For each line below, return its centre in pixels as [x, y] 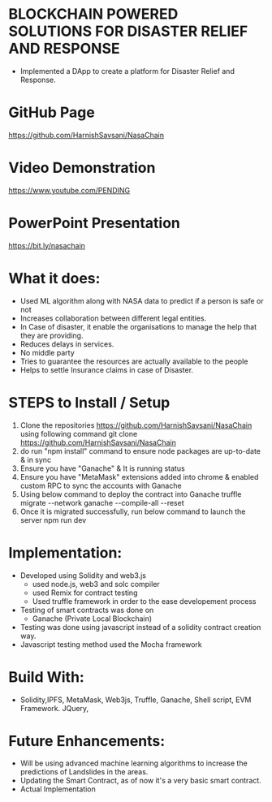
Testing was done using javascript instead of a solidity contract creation [140, 627]
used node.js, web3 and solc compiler [96, 584]
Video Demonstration [82, 168]
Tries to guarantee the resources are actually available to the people [134, 361]
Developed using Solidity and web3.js [83, 575]
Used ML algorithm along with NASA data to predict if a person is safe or [142, 300]
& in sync [35, 459]
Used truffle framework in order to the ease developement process [144, 601]
